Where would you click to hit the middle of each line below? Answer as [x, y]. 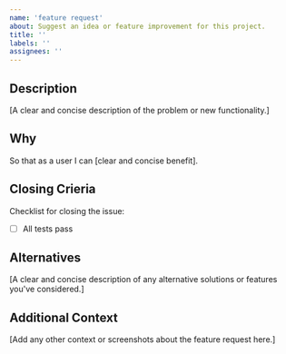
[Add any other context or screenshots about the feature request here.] [143, 339]
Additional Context [64, 317]
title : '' [28, 34]
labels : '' [30, 43]
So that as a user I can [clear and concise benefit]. [104, 161]
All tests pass [48, 229]
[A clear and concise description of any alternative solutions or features [143, 280]
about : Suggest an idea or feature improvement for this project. [138, 26]
